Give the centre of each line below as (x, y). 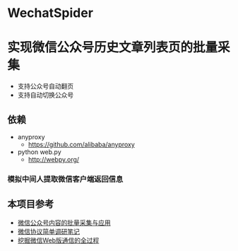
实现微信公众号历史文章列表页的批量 (113, 48)
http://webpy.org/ (54, 159)
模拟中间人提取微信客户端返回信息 (65, 179)
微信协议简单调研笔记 (48, 231)
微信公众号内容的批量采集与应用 (64, 222)
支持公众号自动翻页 (46, 86)
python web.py (39, 152)
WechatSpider (50, 13)
